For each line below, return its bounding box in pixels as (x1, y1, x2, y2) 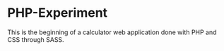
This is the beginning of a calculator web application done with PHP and (7, 28, 217, 36)
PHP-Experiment (7, 5, 108, 21)
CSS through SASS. (7, 35, 65, 43)
